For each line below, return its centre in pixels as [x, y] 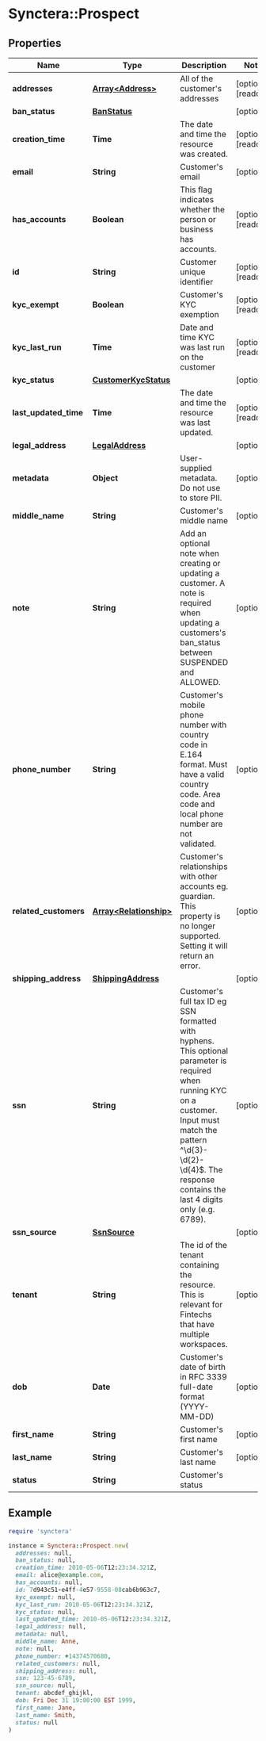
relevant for [201, 1305]
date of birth [202, 1367]
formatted [198, 1021]
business [196, 229]
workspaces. [203, 1344]
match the [198, 1130]
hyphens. [197, 1041]
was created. [203, 154]
